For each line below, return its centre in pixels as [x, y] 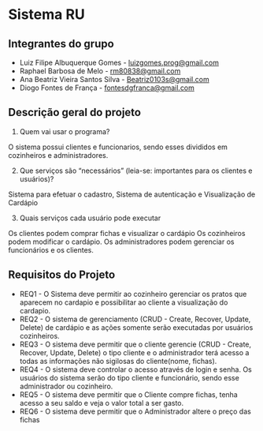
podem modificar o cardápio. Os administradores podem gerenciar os [121, 242]
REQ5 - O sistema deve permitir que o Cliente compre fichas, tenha [128, 394]
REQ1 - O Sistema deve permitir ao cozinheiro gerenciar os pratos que [133, 294]
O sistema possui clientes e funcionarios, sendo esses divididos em [118, 147]
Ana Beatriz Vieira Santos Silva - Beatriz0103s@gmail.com [115, 79]
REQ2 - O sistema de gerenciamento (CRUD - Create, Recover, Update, [135, 319]
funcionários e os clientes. [51, 249]
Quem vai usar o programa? [65, 131]
